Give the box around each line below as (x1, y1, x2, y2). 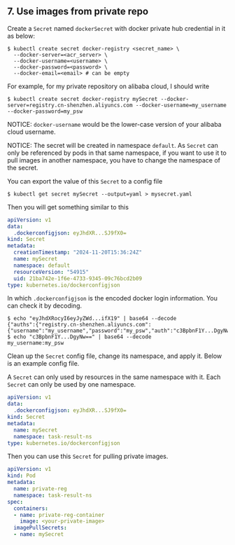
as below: (7, 32, 35, 40)
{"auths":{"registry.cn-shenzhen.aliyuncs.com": (7, 322, 152, 329)
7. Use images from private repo (7, 6, 149, 18)
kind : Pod (7, 472, 36, 479)
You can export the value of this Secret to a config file (7, 177, 163, 185)
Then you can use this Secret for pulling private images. (7, 452, 169, 461)
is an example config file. (7, 359, 80, 368)
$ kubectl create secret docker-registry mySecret (7, 95, 158, 102)
